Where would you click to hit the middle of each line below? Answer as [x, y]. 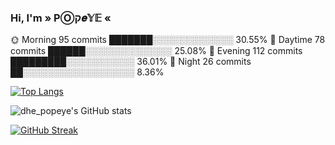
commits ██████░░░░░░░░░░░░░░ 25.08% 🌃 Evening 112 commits [156, 51]
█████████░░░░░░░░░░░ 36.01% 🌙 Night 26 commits [131, 62]
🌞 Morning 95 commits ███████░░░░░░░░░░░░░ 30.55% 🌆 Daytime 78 [168, 40]
